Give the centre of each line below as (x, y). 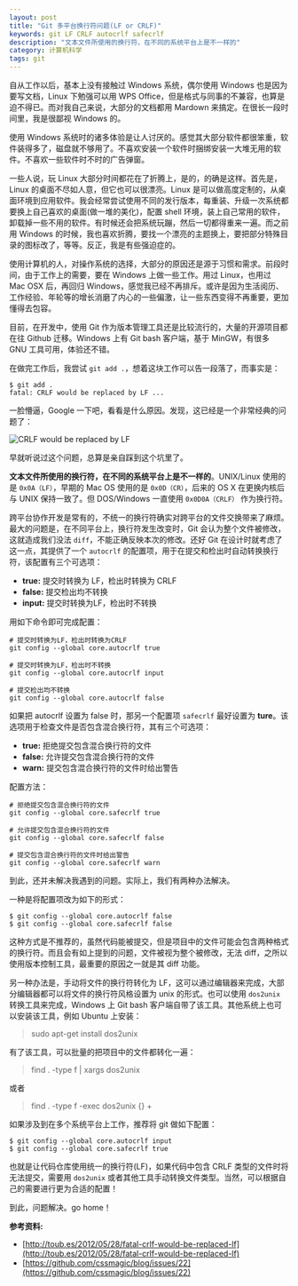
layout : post (33, 17)
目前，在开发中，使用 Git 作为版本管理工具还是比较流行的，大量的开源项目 (145, 327)
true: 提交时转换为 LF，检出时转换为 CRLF (99, 581)
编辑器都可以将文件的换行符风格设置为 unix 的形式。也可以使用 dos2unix (149, 994)
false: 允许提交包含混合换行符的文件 (88, 757)
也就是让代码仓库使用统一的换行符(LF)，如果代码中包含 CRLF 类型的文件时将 (149, 1166)
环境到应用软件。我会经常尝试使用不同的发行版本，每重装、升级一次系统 (149, 200)
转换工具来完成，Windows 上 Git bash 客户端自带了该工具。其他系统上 (138, 1005)
